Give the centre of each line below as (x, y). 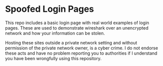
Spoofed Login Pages (50, 9)
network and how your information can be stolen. (55, 33)
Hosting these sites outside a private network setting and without (71, 42)
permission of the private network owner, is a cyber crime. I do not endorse (82, 48)
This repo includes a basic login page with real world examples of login (77, 23)
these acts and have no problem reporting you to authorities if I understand (81, 53)
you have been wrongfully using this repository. (53, 58)
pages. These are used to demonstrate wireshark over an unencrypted (77, 28)
